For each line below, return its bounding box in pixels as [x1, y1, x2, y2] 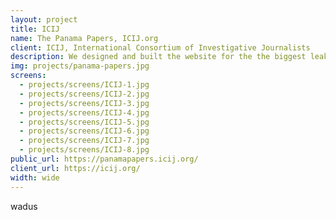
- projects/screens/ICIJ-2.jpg [19, 89, 150, 99]
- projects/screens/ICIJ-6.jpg [19, 126, 150, 136]
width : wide [10, 172, 60, 183]
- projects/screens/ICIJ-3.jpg [19, 98, 150, 108]
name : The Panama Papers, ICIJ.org [10, 33, 159, 43]
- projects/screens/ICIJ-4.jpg [19, 107, 150, 118]
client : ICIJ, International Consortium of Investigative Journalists [10, 42, 311, 53]
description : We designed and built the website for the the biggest [10, 52, 307, 62]
